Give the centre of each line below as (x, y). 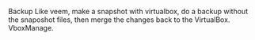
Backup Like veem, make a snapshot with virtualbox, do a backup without (128, 11)
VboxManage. (31, 28)
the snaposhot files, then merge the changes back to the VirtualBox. (119, 20)
